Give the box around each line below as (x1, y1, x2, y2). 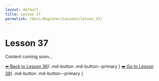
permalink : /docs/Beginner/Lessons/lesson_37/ (5, 16, 103, 21)
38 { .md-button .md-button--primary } (5, 71, 83, 77)
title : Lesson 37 (5, 12, 41, 17)
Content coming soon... (5, 54, 53, 59)
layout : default (5, 7, 39, 12)
